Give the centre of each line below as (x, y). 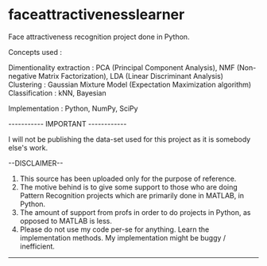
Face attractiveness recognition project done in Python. (99, 37)
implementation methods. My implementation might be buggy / (123, 237)
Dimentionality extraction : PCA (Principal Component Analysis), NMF (122, 67)
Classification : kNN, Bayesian (57, 92)
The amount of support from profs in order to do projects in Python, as (135, 212)
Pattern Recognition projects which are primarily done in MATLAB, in (132, 195)
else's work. (28, 147)
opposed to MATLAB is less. (66, 221)
